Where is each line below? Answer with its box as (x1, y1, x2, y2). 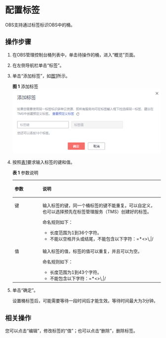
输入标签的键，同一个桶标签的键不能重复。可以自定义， (42, 202, 156, 208)
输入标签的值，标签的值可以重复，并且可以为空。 (42, 248, 142, 254)
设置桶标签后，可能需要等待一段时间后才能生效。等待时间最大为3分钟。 (12, 298, 158, 304)
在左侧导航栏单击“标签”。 (12, 62, 64, 68)
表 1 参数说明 (12, 169, 39, 176)
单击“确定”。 (12, 288, 39, 293)
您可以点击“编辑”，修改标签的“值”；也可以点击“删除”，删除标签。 (5, 328, 138, 334)
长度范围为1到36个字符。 (49, 230, 102, 236)
